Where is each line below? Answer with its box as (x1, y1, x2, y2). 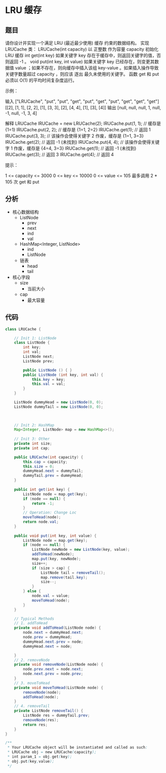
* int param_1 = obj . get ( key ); (7, 754, 72, 759)
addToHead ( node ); (23, 694, 59, 699)
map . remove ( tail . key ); (40, 575, 88, 580)
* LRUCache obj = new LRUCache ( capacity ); (7, 750, 97, 755)
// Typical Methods (14, 616, 55, 621)
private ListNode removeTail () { (14, 708, 83, 713)
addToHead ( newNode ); (31, 552, 75, 557)
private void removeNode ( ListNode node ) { (14, 662, 103, 667)
